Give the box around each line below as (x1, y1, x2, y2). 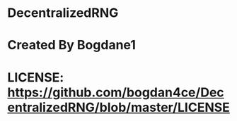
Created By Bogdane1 (7, 37, 137, 53)
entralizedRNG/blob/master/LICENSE (7, 99, 230, 115)
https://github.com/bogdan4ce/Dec (7, 84, 224, 100)
